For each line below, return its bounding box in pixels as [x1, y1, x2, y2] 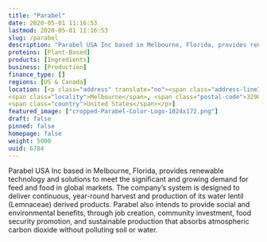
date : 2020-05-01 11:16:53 [8, 19, 98, 27]
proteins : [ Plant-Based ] [8, 48, 91, 56]
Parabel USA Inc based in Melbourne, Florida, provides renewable [8, 166, 224, 175]
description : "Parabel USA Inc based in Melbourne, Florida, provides [8, 41, 247, 49]
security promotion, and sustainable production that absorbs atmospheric [8, 217, 250, 226]
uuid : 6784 [8, 144, 44, 152]
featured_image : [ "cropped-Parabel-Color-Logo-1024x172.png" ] [8, 108, 219, 116]
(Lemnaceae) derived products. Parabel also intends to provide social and [8, 200, 250, 209]
